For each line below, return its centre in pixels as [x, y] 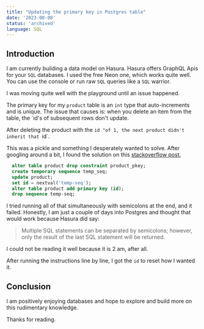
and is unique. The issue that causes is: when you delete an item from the [99, 112]
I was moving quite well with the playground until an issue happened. [93, 93]
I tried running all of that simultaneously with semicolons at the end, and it [99, 206]
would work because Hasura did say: [53, 219]
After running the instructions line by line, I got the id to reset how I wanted [101, 261]
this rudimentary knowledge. [42, 308]
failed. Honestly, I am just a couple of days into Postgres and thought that [99, 212]
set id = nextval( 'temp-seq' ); [52, 183]
